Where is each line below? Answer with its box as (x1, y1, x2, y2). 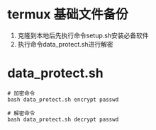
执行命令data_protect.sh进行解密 (17, 40, 113, 48)
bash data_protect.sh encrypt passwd (7, 96, 119, 103)
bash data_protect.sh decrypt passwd (7, 116, 119, 123)
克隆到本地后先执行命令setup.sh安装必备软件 (17, 31, 149, 40)
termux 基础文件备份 (7, 6, 129, 23)
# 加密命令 (7, 90, 35, 97)
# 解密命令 (7, 110, 35, 117)
